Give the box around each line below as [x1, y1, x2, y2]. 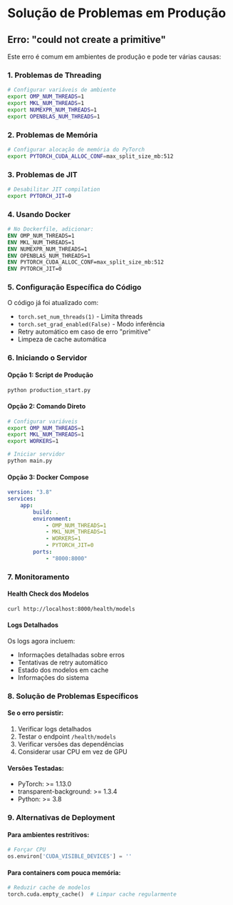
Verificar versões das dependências [17, 740, 124, 749]
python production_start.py [7, 386, 91, 394]
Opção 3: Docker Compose [7, 473, 89, 481]
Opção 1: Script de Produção [7, 371, 94, 379]
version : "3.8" [7, 489, 53, 496]
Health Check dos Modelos [7, 589, 89, 598]
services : [7, 495, 37, 503]
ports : [33, 549, 53, 556]
